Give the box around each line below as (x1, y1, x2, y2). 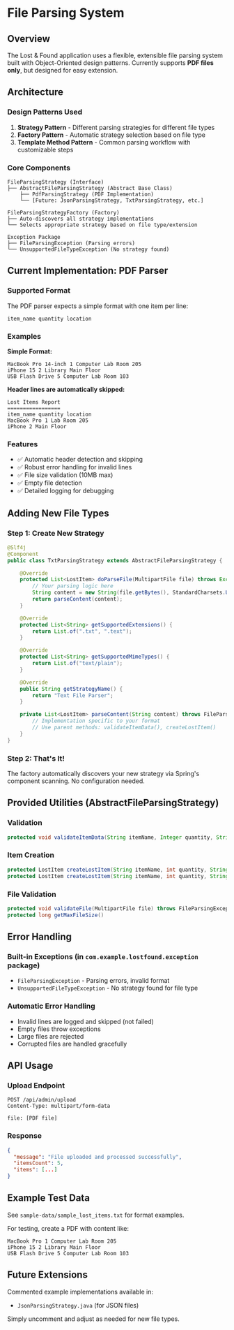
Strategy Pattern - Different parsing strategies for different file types (17, 123, 215, 131)
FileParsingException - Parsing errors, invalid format (17, 977, 170, 985)
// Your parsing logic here (32, 583, 114, 590)
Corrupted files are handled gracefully (17, 1039, 127, 1048)
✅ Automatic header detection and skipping (17, 455, 143, 464)
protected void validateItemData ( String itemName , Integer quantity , (7, 833, 214, 841)
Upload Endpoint (7, 1081, 65, 1090)
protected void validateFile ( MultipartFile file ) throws (7, 905, 176, 912)
